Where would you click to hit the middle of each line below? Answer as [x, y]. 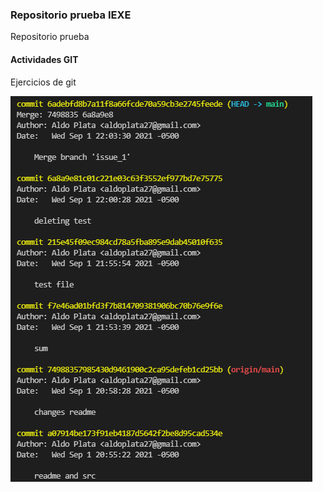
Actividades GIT [44, 59]
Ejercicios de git [43, 82]
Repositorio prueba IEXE [71, 15]
